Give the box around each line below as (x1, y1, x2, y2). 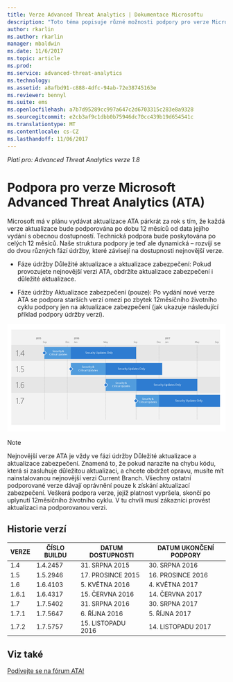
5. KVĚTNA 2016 (80, 580, 130, 588)
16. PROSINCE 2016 (148, 570, 208, 579)
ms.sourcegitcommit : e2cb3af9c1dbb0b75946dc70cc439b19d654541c (7, 114, 194, 121)
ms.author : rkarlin (7, 33, 64, 40)
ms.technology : (7, 77, 51, 84)
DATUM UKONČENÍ (157, 544, 214, 552)
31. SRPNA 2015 (80, 561, 130, 570)
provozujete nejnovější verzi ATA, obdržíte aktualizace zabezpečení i (17, 268, 214, 276)
